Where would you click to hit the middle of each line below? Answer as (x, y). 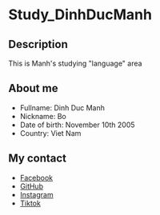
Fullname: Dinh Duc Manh (62, 107)
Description (38, 44)
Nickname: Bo (43, 116)
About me (33, 88)
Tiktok (30, 203)
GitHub (32, 186)
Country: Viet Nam (50, 133)
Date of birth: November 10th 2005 (77, 125)
